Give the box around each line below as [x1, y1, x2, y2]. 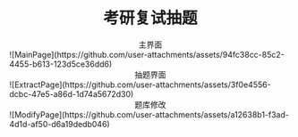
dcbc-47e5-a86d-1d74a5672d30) [9, 88, 134, 99]
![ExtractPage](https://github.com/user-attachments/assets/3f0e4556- [9, 79, 271, 90]
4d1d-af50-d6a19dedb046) [9, 118, 110, 129]
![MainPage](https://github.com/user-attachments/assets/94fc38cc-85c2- [9, 49, 285, 60]
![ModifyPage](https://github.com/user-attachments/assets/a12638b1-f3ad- [9, 109, 289, 120]
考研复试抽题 [102, 8, 198, 28]
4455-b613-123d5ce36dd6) [9, 59, 113, 69]
